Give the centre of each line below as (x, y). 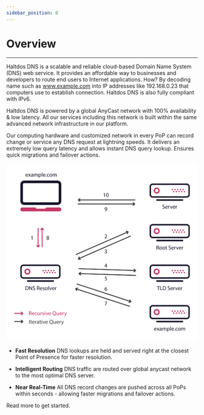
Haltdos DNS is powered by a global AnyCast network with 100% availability (101, 110)
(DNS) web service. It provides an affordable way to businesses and (91, 73)
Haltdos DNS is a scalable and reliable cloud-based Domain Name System (99, 66)
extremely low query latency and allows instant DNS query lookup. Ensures (100, 148)
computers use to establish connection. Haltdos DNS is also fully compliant (100, 92)
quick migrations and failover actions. (53, 155)
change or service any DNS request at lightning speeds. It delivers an (93, 142)
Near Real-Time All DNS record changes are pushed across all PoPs (100, 387)
